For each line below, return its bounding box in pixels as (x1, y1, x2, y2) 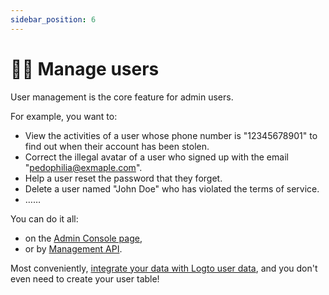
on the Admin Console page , (24, 232, 143, 244)
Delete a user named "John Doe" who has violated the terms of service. (24, 182, 320, 195)
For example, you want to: (10, 110, 118, 122)
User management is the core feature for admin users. (10, 91, 234, 103)
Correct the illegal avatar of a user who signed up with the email (24, 151, 289, 163)
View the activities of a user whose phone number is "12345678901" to (24, 129, 318, 141)
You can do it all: (10, 212, 79, 225)
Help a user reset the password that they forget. (24, 172, 223, 184)
